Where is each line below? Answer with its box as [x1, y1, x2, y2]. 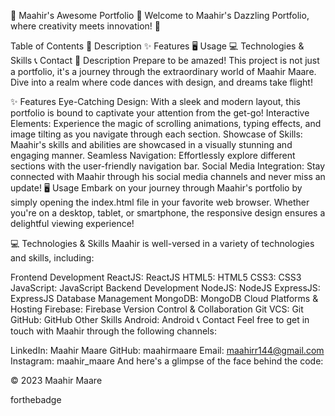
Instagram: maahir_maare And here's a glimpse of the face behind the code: [10, 355, 324, 367]
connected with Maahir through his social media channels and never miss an [10, 171, 326, 182]
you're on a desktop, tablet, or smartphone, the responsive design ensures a [10, 207, 326, 219]
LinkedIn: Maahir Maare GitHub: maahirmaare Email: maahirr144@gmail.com [10, 345, 325, 356]
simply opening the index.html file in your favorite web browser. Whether [10, 196, 310, 208]
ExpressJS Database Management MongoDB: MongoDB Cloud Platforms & [10, 293, 319, 304]
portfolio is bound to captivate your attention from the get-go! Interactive [10, 107, 310, 119]
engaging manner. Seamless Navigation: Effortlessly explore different [10, 150, 296, 161]
